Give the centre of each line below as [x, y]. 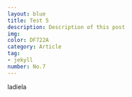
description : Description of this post [66, 27]
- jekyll [20, 60]
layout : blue [27, 14]
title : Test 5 [28, 21]
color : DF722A [28, 40]
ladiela [17, 86]
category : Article [34, 47]
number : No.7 [27, 67]
